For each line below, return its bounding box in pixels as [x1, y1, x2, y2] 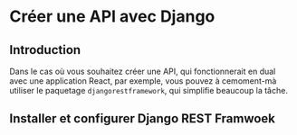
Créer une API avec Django [9, 6, 216, 27]
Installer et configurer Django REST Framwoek [9, 111, 276, 127]
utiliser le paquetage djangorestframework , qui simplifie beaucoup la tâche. [9, 85, 288, 95]
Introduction [9, 42, 81, 58]
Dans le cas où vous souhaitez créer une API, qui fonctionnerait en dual [9, 66, 276, 76]
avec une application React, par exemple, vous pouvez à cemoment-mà [9, 76, 277, 86]
